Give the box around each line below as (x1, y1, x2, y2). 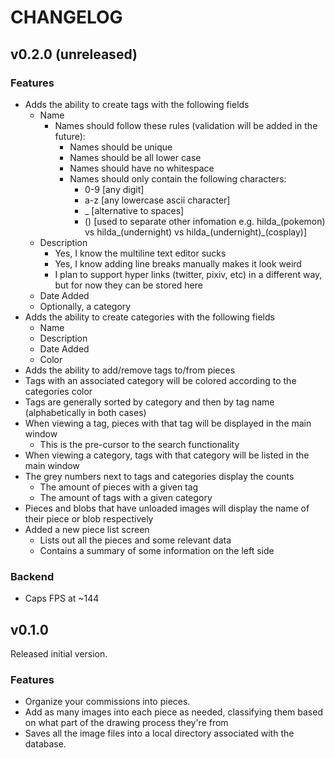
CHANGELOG (10, 6, 123, 29)
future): (54, 130, 86, 142)
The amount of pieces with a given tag (39, 481, 199, 493)
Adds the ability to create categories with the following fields (24, 311, 275, 323)
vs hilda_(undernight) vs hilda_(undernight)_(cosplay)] (84, 226, 308, 238)
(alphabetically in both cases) (24, 406, 147, 418)
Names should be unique (69, 141, 173, 153)
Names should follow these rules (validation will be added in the (54, 119, 318, 131)
